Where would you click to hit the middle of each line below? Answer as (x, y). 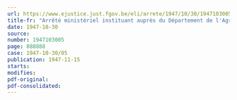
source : (19, 33)
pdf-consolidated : (34, 86)
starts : (19, 66)
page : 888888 (26, 46)
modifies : (22, 73)
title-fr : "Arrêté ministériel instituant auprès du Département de (110, 20)
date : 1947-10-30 (33, 27)
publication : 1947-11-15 (44, 60)
